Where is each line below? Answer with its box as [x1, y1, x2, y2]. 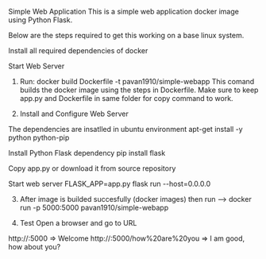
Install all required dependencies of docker [8, 46, 148, 55]
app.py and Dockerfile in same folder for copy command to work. [19, 94, 233, 102]
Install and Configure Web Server [19, 109, 129, 118]
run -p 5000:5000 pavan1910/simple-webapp [19, 203, 169, 212]
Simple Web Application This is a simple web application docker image [8, 7, 240, 16]
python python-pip [8, 133, 70, 142]
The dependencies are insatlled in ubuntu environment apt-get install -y [8, 125, 244, 133]
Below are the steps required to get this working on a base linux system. [8, 31, 245, 40]
